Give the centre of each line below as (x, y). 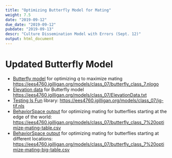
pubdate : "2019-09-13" (30, 29)
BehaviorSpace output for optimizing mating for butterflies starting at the (90, 111)
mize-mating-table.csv (37, 128)
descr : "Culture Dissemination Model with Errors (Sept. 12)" (73, 34)
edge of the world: (32, 117)
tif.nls (18, 106)
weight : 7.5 (18, 15)
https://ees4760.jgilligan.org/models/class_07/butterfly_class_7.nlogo (86, 84)
